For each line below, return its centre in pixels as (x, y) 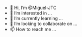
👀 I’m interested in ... (31, 13)
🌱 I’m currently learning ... (36, 18)
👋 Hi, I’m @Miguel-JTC (33, 8)
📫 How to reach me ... (33, 29)
